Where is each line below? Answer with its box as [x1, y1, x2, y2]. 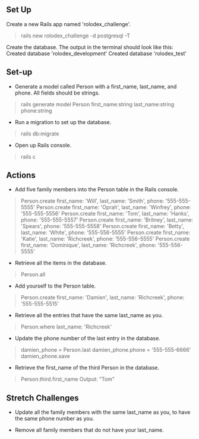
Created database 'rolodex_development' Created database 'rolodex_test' [6, 50, 187, 57]
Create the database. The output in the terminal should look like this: [6, 43, 173, 50]
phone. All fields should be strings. [14, 89, 100, 96]
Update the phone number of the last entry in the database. [14, 335, 160, 342]
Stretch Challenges [6, 393, 79, 403]
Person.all [20, 271, 46, 278]
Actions [6, 170, 36, 181]
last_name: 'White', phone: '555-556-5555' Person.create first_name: [20, 229, 191, 236]
